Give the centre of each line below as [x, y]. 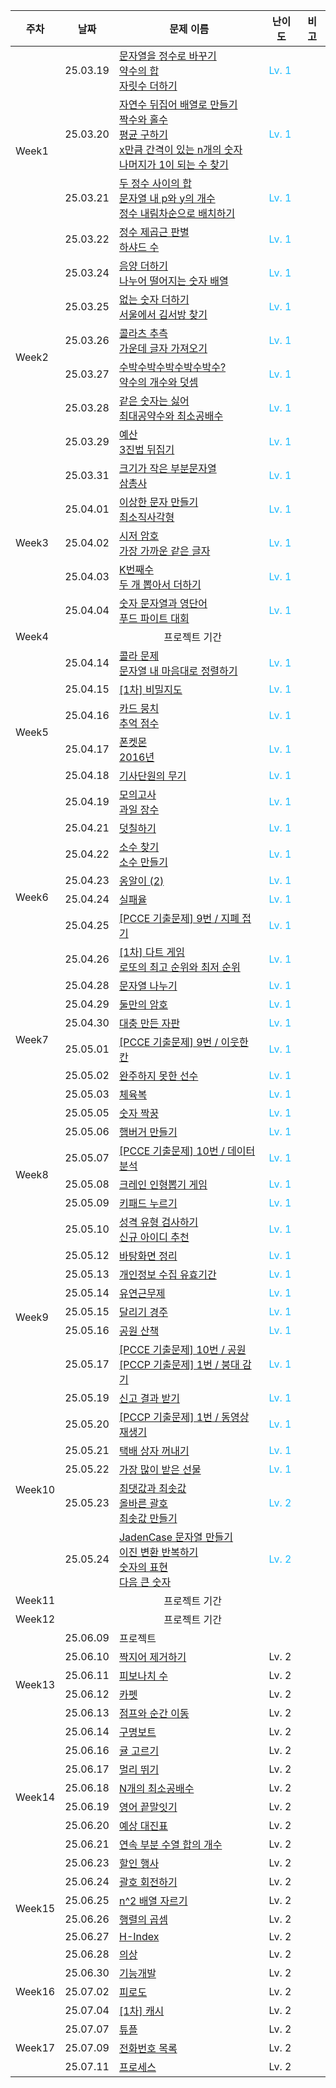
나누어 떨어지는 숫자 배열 [173, 281]
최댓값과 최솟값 [152, 1488]
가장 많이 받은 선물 [160, 1469]
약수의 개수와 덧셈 [158, 382]
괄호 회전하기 [148, 1882]
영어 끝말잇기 [148, 1807]
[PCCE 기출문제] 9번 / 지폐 [179, 918]
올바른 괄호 [143, 1503]
